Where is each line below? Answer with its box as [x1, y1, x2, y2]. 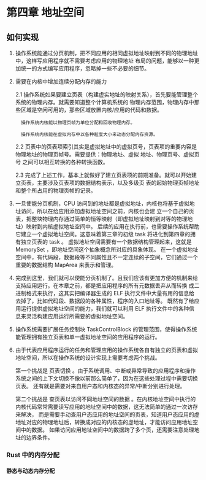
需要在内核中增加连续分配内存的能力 [15, 78, 107, 85]
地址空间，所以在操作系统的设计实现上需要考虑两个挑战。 [15, 354, 161, 361]
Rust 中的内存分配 [6, 451, 60, 459]
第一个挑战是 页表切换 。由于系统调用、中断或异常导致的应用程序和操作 [15, 367, 196, 374]
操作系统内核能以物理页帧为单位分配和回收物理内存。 [21, 120, 135, 126]
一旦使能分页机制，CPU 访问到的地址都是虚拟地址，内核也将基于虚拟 [15, 200, 190, 207]
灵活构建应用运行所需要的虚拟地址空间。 [26, 312, 129, 320]
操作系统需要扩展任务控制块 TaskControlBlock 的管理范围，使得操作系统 [15, 326, 197, 333]
